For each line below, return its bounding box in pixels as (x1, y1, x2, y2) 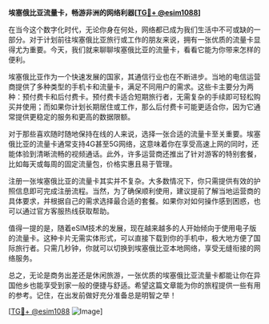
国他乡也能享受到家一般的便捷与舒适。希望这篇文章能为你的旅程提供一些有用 (8, 281, 261, 290)
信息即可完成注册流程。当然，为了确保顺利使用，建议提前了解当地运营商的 (14, 186, 261, 196)
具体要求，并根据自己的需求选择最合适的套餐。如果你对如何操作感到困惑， (8, 196, 254, 205)
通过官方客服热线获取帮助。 (22, 206, 114, 216)
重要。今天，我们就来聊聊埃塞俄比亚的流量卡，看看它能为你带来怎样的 (29, 45, 261, 55)
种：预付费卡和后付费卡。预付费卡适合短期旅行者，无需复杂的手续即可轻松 (8, 92, 254, 101)
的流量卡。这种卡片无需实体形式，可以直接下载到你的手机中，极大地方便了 (8, 233, 254, 243)
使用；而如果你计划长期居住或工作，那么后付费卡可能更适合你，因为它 (22, 102, 254, 111)
